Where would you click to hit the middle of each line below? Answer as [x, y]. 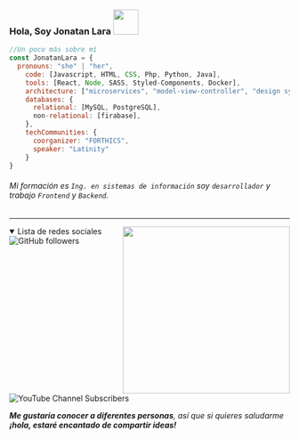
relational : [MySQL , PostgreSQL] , [97, 108]
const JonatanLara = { [51, 58]
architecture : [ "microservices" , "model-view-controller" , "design [153, 91]
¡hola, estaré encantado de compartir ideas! [93, 425]
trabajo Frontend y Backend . [59, 195]
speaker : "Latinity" [71, 149]
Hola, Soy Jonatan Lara [60, 31]
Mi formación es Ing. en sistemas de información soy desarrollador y [140, 186]
